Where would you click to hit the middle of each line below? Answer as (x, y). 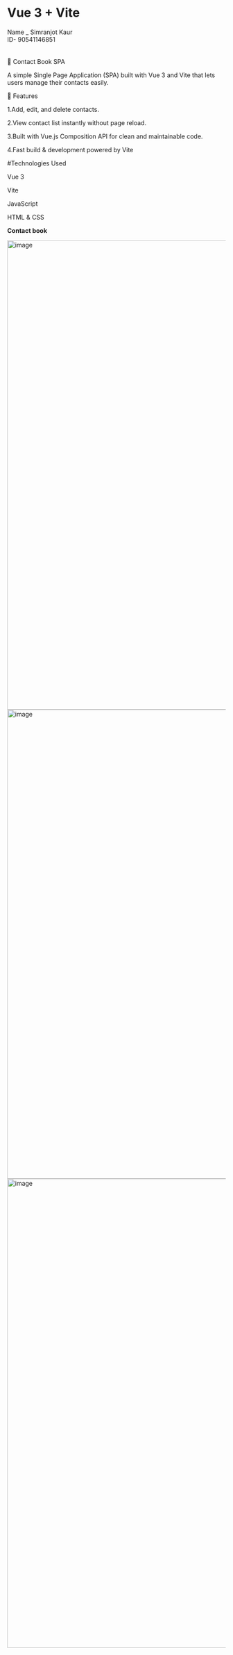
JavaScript (23, 204)
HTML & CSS (26, 217)
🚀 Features (23, 96)
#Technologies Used (37, 163)
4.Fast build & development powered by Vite (70, 149)
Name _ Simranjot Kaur (40, 32)
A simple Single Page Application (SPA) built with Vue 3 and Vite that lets (111, 75)
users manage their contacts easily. (58, 82)
